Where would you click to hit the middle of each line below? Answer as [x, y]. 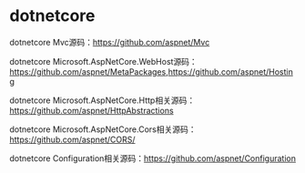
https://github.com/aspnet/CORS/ [72, 139]
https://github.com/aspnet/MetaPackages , [89, 71]
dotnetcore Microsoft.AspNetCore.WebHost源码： [103, 61]
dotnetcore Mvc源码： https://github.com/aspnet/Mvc [110, 42]
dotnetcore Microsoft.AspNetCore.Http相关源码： [102, 100]
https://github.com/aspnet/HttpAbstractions [92, 110]
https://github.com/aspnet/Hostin [230, 71]
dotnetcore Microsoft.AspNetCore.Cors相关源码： [103, 129]
